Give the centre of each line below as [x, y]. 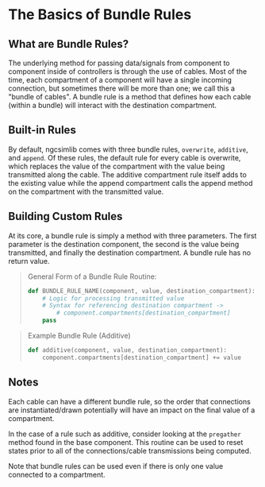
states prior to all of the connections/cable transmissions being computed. [130, 450]
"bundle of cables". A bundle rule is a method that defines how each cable [130, 97]
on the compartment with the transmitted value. [86, 191]
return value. [29, 261]
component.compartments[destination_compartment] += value [142, 358]
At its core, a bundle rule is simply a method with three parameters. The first [132, 235]
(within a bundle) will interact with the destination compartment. [112, 105]
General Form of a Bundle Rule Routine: [92, 276]
